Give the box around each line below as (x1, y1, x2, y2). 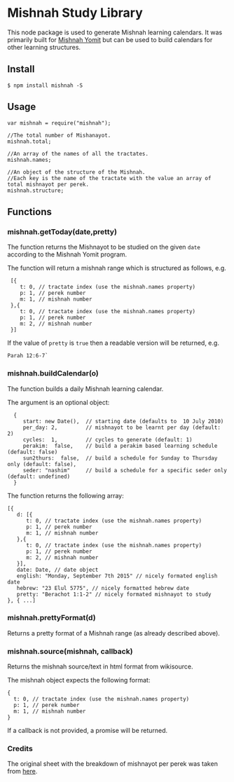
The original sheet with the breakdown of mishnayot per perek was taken (7, 760, 219, 768)
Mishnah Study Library (7, 5, 144, 21)
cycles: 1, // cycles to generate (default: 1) (22, 436, 193, 443)
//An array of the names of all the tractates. (7, 150, 149, 157)
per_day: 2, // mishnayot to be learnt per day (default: (22, 424, 221, 431)
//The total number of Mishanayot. (7, 132, 111, 139)
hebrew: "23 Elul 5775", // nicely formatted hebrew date (16, 584, 190, 591)
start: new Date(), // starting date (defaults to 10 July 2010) (22, 418, 224, 425)
